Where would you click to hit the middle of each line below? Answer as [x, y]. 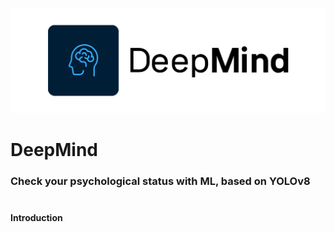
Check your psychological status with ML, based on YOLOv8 [160, 181]
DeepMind [54, 150]
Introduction [36, 217]
